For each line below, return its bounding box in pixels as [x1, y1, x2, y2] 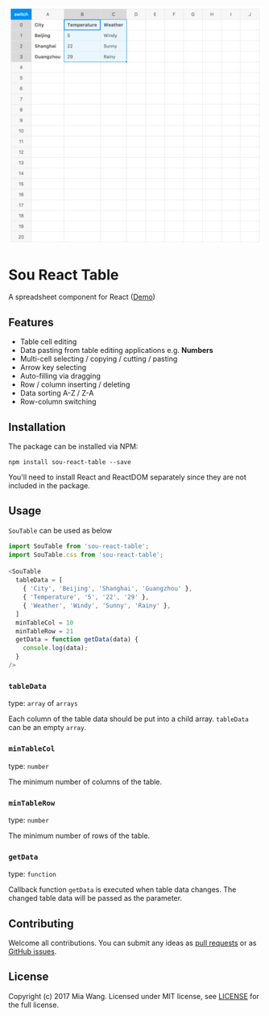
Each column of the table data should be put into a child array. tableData [8, 714, 249, 724]
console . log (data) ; [23, 644, 89, 653]
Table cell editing [19, 337, 77, 346]
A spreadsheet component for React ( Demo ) [8, 292, 155, 302]
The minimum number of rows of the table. [8, 831, 151, 840]
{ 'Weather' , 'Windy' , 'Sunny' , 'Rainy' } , [23, 601, 172, 610]
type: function [8, 869, 56, 879]
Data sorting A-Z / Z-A [19, 388, 94, 398]
